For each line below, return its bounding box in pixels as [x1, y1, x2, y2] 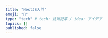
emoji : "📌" [5, 12, 28, 17]
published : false [5, 26, 42, 31]
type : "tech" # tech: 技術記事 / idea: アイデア [5, 16, 103, 21]
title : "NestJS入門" [5, 7, 47, 12]
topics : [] [5, 21, 28, 26]
